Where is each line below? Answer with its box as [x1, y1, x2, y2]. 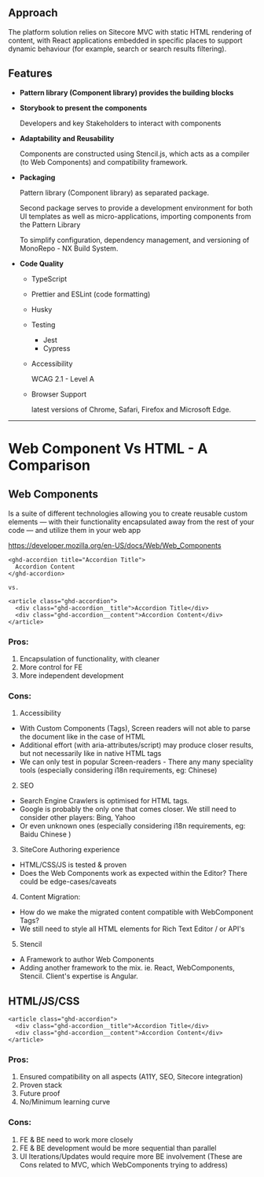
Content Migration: [19, 892, 81, 902]
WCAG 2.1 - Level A [31, 374, 94, 383]
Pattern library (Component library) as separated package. [19, 188, 210, 197]
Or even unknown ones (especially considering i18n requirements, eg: [19, 821, 246, 831]
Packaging [19, 173, 56, 182]
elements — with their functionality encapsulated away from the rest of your [8, 516, 255, 527]
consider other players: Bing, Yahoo [19, 813, 136, 822]
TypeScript [31, 274, 68, 283]
